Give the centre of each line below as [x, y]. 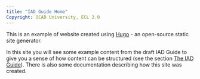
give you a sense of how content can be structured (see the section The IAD [100, 58]
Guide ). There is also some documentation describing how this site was [94, 64]
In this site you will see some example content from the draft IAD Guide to [96, 52]
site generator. [24, 40]
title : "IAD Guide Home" [37, 12]
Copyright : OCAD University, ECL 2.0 [53, 17]
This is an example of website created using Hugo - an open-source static [98, 34]
